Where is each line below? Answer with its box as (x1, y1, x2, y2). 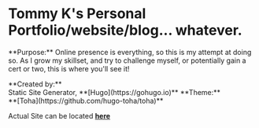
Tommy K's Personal (8, 5, 146, 23)
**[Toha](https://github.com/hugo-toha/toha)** (8, 96, 164, 105)
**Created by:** (8, 79, 62, 89)
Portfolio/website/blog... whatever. (8, 21, 242, 39)
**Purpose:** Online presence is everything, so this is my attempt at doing (8, 47, 252, 57)
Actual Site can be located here (8, 111, 111, 120)
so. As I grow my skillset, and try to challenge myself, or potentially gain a (8, 56, 246, 65)
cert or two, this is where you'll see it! (8, 64, 130, 73)
